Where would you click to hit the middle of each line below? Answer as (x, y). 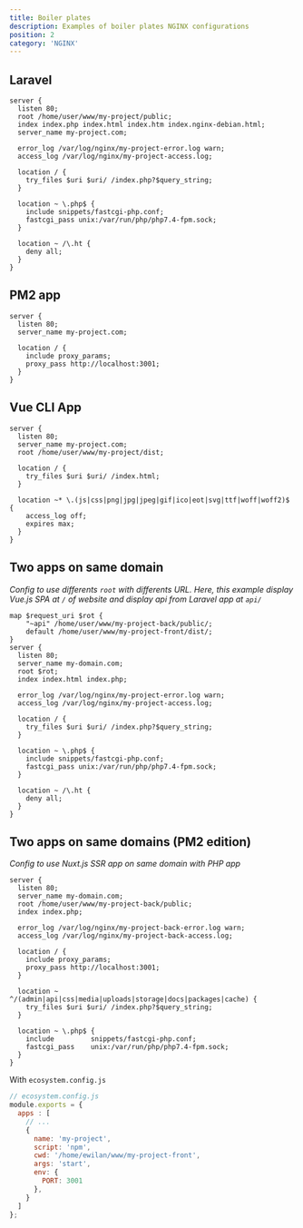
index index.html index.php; (73, 679)
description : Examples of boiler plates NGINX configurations (129, 26)
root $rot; (38, 671)
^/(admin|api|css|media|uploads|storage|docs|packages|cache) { (133, 999)
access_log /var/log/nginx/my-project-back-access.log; (125, 936)
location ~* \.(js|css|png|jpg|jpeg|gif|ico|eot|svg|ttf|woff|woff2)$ (154, 500)
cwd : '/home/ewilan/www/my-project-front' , (117, 1155)
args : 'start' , (62, 1164)
